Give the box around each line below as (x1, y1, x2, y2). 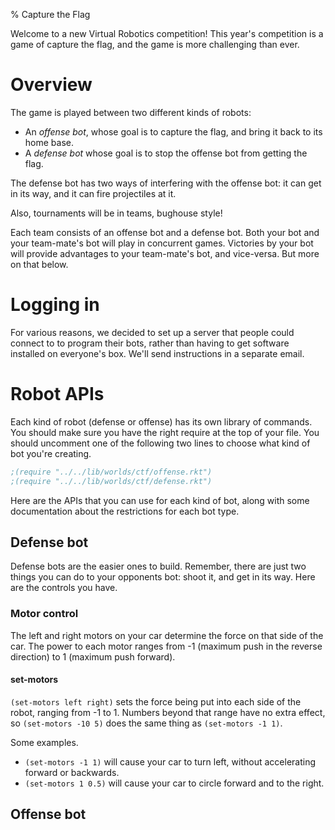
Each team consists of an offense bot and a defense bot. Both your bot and (10, 226, 320, 238)
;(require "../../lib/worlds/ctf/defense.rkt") (10, 476, 213, 486)
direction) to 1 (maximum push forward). (10, 650, 176, 663)
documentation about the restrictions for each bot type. (10, 505, 240, 517)
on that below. (10, 258, 69, 270)
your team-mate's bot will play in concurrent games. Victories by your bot (10, 237, 314, 249)
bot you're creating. (10, 447, 92, 459)
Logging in (10, 294, 100, 316)
